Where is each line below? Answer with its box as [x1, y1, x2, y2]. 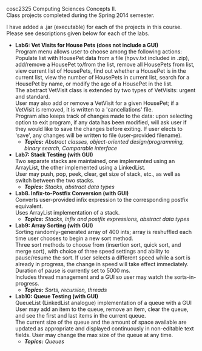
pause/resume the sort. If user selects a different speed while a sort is [15, 254, 191, 261]
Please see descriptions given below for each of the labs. [6, 30, 150, 37]
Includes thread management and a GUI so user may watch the [15, 273, 173, 281]
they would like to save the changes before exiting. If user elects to [15, 125, 183, 132]
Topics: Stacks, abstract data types [24, 183, 115, 190]
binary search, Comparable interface [24, 145, 117, 152]
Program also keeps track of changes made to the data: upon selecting [15, 112, 193, 119]
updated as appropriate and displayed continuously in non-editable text [15, 325, 194, 332]
